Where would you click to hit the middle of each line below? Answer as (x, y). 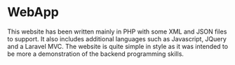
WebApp (33, 12)
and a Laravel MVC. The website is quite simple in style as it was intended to (118, 46)
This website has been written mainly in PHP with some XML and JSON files (117, 31)
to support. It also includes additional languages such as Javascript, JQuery (117, 38)
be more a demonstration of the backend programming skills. (96, 54)
